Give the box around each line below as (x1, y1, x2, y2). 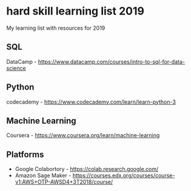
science (6, 64, 26, 72)
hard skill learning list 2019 (6, 4, 144, 18)
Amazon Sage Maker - (15, 172, 72, 179)
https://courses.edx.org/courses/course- (72, 172, 175, 179)
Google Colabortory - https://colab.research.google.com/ (15, 166, 159, 173)
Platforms (6, 149, 44, 159)
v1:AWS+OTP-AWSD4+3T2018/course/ (15, 178, 113, 186)
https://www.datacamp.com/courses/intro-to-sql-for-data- (38, 58, 185, 65)
